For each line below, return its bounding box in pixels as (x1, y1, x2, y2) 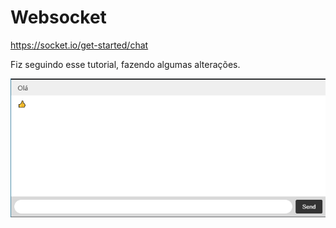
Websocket (10, 6, 107, 29)
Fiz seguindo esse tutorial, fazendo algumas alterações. (10, 58, 241, 70)
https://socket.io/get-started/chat (10, 39, 149, 51)
